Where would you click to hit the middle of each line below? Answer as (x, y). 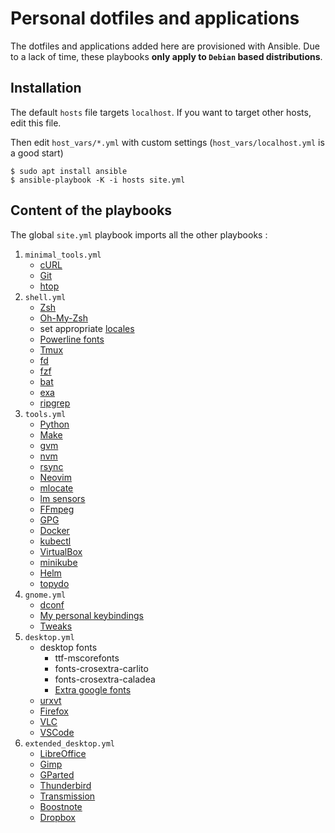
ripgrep (55, 403)
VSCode (57, 732)
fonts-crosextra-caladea (105, 679)
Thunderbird (65, 785)
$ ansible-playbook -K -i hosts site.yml (98, 180)
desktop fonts (68, 647)
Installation (46, 88)
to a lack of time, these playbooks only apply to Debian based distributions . (166, 56)
